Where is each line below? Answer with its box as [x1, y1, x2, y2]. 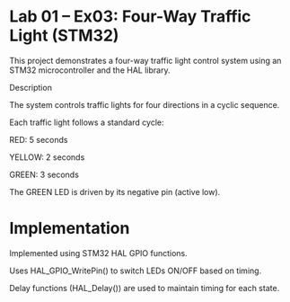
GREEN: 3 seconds [9, 169, 79, 180]
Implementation [9, 218, 130, 239]
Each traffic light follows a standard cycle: [9, 117, 164, 128]
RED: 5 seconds [9, 134, 68, 145]
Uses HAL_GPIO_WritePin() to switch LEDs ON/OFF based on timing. [9, 265, 262, 276]
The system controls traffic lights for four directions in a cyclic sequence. [9, 99, 280, 110]
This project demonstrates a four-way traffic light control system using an [9, 55, 282, 66]
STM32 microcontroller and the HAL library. [9, 65, 171, 75]
